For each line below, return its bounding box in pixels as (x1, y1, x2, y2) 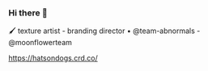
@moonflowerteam (8, 38, 73, 48)
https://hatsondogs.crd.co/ (8, 53, 99, 63)
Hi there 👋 (8, 7, 49, 19)
